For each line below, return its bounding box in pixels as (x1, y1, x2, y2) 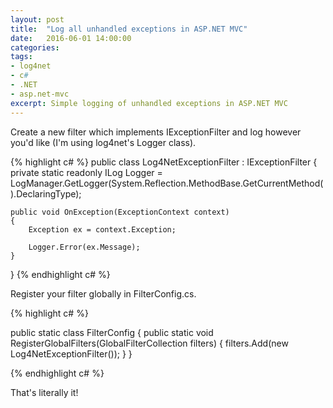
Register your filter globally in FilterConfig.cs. (10, 287, 197, 300)
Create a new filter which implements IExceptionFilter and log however (10, 126, 302, 138)
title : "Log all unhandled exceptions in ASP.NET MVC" (10, 24, 248, 34)
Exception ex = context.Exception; (28, 224, 177, 235)
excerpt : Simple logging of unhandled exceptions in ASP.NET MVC (10, 98, 288, 108)
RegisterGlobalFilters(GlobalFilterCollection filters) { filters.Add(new (10, 337, 289, 349)
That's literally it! (10, 386, 79, 398)
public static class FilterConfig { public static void (10, 326, 214, 338)
